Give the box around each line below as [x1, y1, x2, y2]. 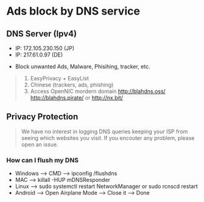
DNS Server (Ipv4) [6, 29, 77, 39]
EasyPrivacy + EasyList [30, 75, 90, 82]
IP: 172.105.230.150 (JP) [15, 44, 75, 52]
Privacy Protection [6, 111, 79, 122]
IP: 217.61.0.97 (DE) [15, 51, 63, 58]
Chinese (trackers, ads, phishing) [30, 81, 114, 88]
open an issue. [21, 141, 58, 148]
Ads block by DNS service [6, 4, 140, 18]
